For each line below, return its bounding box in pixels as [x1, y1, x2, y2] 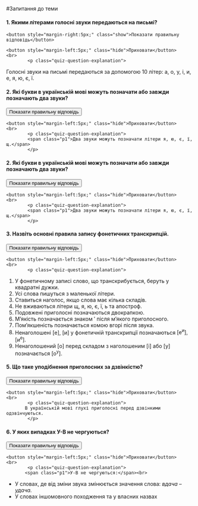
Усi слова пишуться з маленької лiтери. [14, 290, 115, 297]
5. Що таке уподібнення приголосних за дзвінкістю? [6, 363, 143, 370]
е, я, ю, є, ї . [6, 74, 34, 82]
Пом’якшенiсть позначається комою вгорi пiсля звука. [14, 321, 155, 329]
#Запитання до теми [6, 5, 58, 12]
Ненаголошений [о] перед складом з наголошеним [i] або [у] [14, 342, 171, 350]
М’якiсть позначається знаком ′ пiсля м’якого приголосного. [14, 315, 169, 322]
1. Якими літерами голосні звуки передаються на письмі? [6, 18, 158, 26]
